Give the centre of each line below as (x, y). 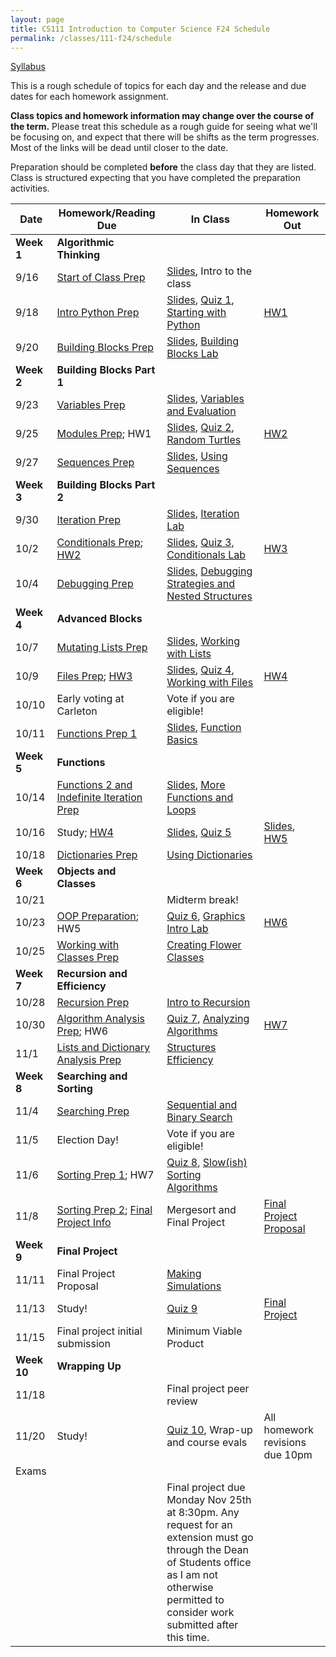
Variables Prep (91, 405)
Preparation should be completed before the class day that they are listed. (163, 167)
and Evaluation (201, 411)
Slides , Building (202, 341)
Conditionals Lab (206, 555)
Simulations (194, 1286)
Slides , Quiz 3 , (200, 543)
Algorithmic (85, 243)
